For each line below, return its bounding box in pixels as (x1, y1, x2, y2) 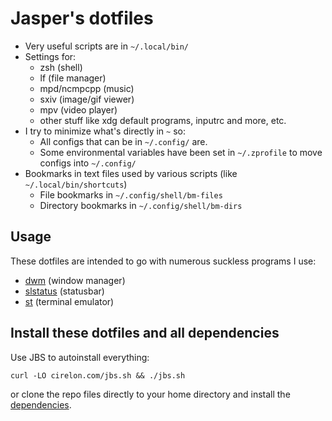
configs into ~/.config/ (39, 157, 137, 169)
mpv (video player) (39, 103, 118, 116)
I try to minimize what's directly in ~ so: (24, 125, 186, 137)
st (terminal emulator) (24, 295, 115, 307)
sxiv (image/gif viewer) (39, 93, 135, 105)
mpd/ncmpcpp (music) (39, 82, 135, 94)
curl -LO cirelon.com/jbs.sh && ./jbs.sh (10, 370, 186, 381)
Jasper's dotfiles (10, 7, 154, 30)
